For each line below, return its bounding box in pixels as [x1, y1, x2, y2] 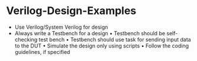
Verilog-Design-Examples [6, 4, 137, 18]
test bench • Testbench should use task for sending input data [38, 36, 191, 43]
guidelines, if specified [14, 48, 70, 55]
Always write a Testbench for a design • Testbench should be [14, 29, 166, 36]
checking [14, 36, 38, 43]
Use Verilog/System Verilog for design [14, 23, 108, 30]
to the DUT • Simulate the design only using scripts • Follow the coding [14, 42, 189, 49]
